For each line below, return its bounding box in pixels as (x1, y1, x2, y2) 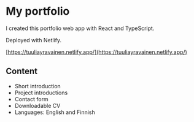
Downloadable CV (14, 102, 61, 109)
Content (6, 66, 38, 77)
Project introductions (14, 89, 68, 96)
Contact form (14, 95, 49, 102)
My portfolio (6, 4, 70, 18)
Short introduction (14, 82, 61, 90)
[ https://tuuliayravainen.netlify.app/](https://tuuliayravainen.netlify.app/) (6, 48, 188, 56)
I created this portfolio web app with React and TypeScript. (6, 25, 155, 32)
